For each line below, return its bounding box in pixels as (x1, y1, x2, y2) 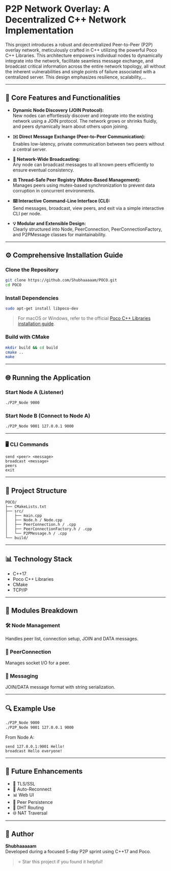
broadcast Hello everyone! (5, 748, 63, 753)
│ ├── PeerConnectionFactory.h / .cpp (5, 526, 93, 532)
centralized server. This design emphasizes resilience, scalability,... (5, 74, 147, 80)
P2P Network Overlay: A (5, 3, 110, 15)
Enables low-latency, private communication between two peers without (12, 141, 164, 147)
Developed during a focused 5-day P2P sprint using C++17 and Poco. (5, 849, 151, 855)
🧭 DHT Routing (12, 804, 44, 810)
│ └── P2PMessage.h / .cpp (5, 531, 67, 536)
